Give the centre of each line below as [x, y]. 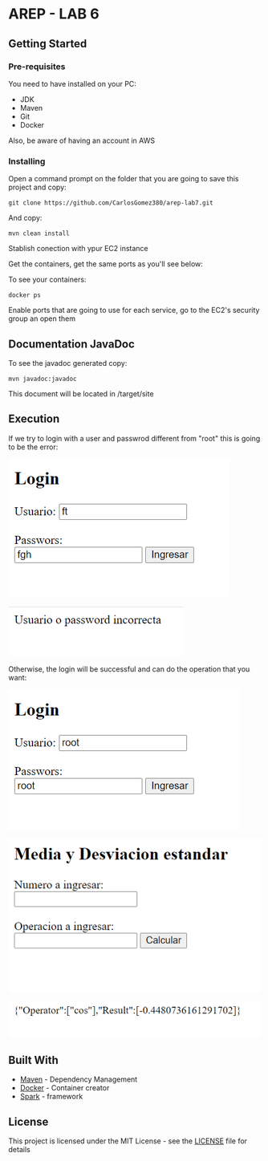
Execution [34, 419]
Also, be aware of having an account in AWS [81, 140]
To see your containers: [47, 280]
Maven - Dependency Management [79, 1079]
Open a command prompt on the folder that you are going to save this [124, 179]
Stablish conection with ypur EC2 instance [78, 249]
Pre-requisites [37, 67]
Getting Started [48, 44]
